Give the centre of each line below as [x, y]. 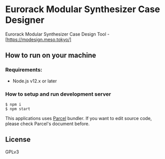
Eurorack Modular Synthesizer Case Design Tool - [57, 34]
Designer [25, 20]
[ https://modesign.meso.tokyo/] [38, 39]
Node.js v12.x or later [35, 81]
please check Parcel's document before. [48, 124]
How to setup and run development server [58, 94]
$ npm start [18, 109]
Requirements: [24, 70]
